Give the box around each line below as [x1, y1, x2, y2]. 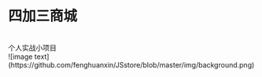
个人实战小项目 [8, 42, 57, 52]
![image [8, 52, 33, 61]
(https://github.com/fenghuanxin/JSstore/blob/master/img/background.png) [8, 60, 255, 69]
